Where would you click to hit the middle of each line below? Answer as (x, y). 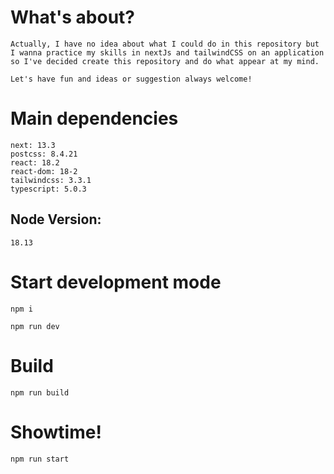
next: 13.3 (33, 145)
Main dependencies (94, 118)
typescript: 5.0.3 (48, 189)
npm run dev (35, 326)
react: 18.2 (35, 162)
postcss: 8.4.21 (44, 154)
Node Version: (56, 219)
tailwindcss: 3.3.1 (51, 180)
